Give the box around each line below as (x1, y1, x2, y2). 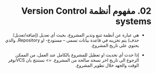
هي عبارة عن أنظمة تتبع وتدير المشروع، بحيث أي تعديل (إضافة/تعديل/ (12, 32, 139, 38)
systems (115, 16, 152, 27)
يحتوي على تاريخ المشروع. (91, 42, 139, 48)
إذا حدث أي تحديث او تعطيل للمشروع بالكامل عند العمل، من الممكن (15, 52, 139, 58)
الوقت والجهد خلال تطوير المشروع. (75, 62, 139, 68)
